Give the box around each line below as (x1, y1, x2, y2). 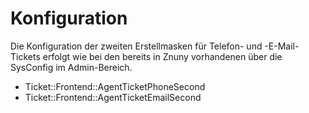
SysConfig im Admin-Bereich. (10, 61, 133, 73)
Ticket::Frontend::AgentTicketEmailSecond (24, 91, 202, 103)
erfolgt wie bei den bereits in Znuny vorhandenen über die (42, 50, 283, 62)
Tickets (10, 50, 41, 62)
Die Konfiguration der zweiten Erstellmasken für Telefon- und (10, 40, 263, 52)
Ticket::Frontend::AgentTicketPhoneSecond (24, 80, 206, 92)
